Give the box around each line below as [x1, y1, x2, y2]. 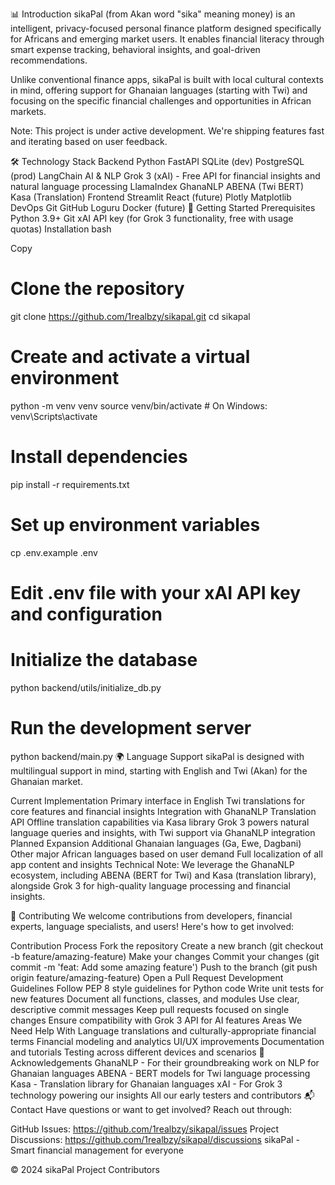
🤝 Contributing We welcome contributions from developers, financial [10, 909, 293, 922]
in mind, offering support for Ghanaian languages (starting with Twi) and [10, 84, 308, 96]
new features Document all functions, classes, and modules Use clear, [10, 993, 300, 1005]
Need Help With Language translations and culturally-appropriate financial [10, 1024, 317, 1037]
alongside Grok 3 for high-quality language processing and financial [10, 879, 291, 892]
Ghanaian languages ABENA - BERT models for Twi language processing [10, 1067, 311, 1079]
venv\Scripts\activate [10, 410, 98, 422]
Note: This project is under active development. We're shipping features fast [10, 125, 325, 137]
